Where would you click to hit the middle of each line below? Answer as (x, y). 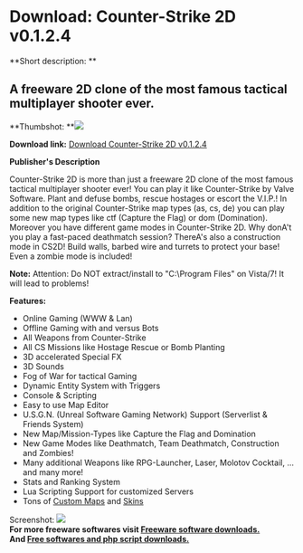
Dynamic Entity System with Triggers (91, 386)
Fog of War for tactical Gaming (80, 376)
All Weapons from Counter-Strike (84, 338)
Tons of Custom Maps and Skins (83, 501)
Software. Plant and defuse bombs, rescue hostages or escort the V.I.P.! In (148, 198)
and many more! (53, 472)
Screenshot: (32, 520)
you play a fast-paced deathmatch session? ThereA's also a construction (145, 236)
